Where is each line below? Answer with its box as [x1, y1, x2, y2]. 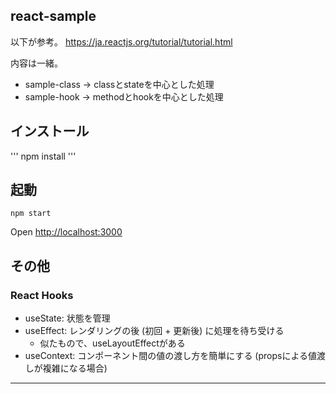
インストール [10, 123, 90, 140]
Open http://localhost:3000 [10, 226, 123, 238]
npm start [10, 209, 52, 219]
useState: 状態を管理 [24, 312, 111, 324]
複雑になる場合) [42, 362, 108, 374]
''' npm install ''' [10, 150, 77, 162]
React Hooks [10, 288, 74, 302]
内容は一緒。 [10, 57, 63, 69]
